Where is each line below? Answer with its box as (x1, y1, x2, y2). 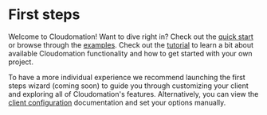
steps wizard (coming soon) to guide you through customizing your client (8, 81, 249, 90)
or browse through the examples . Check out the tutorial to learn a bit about (8, 40, 253, 49)
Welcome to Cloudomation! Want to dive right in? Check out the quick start (8, 32, 253, 41)
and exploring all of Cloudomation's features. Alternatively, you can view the (8, 89, 259, 98)
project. (8, 57, 34, 67)
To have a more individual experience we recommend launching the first (8, 72, 245, 82)
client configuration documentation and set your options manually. (8, 98, 226, 107)
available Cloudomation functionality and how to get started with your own (8, 48, 253, 58)
